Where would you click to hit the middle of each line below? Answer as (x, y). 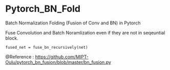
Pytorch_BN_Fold (43, 9)
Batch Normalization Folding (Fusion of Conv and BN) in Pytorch (73, 23)
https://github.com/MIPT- (62, 57)
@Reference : (20, 57)
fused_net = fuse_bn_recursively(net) (47, 47)
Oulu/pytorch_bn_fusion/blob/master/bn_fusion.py (58, 62)
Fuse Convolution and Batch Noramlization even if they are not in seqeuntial (85, 32)
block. (12, 38)
